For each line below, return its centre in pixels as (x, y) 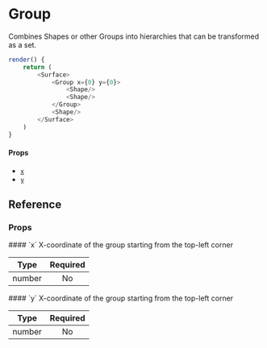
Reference (35, 205)
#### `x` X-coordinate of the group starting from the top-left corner (121, 245)
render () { (27, 60)
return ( (38, 67)
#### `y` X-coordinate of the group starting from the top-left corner (121, 298)
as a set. (23, 44)
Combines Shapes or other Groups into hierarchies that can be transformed (134, 36)
